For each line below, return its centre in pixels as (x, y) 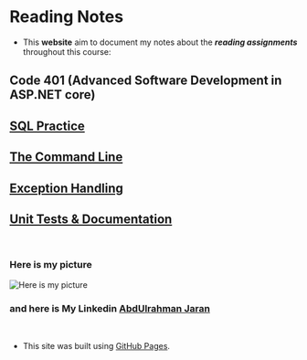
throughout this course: (67, 51)
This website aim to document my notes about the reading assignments (160, 42)
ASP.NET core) (53, 95)
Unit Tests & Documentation (91, 219)
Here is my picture (51, 265)
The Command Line (66, 157)
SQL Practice (47, 126)
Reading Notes (67, 17)
